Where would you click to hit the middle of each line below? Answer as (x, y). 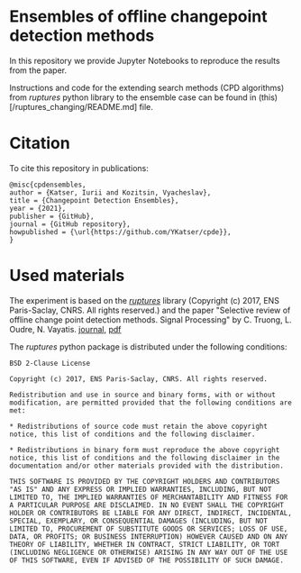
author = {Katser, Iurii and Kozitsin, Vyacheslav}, (110, 192)
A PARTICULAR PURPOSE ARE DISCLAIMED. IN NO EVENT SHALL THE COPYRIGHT (146, 505)
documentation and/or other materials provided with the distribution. (146, 466)
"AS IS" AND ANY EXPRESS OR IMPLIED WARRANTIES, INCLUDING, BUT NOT (141, 489)
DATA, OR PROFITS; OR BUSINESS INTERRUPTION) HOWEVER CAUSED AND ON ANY (149, 537)
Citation (40, 144)
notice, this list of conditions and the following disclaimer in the (145, 458)
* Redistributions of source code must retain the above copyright (139, 426)
